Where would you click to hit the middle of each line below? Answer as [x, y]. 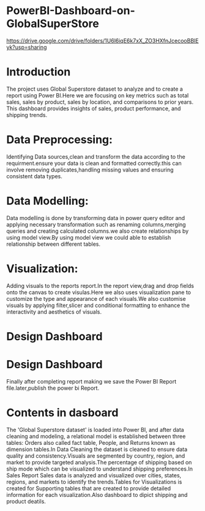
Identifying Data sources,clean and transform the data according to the [96, 156]
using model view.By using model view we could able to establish [89, 237]
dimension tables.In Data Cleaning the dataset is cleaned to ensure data [97, 449]
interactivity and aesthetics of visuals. [54, 312]
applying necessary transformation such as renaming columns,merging [96, 224]
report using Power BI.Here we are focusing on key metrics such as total [98, 95]
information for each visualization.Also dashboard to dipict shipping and [97, 494]
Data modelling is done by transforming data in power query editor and [96, 218]
